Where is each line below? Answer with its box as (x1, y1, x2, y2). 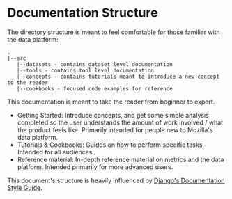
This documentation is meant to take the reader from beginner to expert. (7, 97, 215, 106)
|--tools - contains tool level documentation (16, 67, 155, 74)
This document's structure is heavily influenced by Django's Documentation (7, 176, 225, 184)
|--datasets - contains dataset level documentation (16, 61, 173, 67)
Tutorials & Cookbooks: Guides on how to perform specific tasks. (17, 141, 204, 149)
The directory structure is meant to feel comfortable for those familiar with (7, 28, 221, 36)
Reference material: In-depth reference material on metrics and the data (17, 155, 224, 164)
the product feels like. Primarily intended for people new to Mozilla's (17, 125, 214, 134)
